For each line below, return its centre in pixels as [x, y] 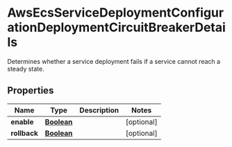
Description [99, 110]
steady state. [26, 69]
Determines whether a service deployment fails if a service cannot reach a [114, 61]
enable [22, 121]
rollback [24, 133]
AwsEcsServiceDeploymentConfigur [116, 13]
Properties [31, 90]
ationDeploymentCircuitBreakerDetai [116, 27]
